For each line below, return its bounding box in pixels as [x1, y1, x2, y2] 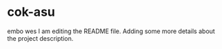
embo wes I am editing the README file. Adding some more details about [7, 27, 215, 35]
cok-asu [7, 4, 55, 20]
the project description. [7, 34, 74, 42]
